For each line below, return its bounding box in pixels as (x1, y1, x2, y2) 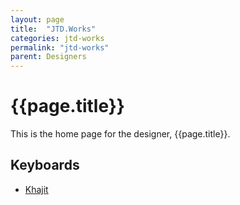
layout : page (10, 14, 65, 25)
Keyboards (10, 157, 80, 174)
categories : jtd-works (10, 33, 105, 43)
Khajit (24, 183, 49, 195)
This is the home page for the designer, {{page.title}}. (10, 128, 231, 140)
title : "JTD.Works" (10, 24, 97, 34)
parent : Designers (10, 52, 87, 62)
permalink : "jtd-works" (10, 42, 110, 53)
